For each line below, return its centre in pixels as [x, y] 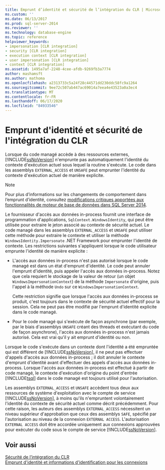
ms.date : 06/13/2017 [26, 19]
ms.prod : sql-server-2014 [31, 23]
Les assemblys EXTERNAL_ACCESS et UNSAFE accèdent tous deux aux [72, 388]
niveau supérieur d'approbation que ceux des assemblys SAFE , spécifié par [81, 414]
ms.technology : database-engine [38, 33]
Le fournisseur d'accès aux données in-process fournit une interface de [78, 214]
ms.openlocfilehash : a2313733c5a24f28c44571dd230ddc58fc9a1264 [71, 83]
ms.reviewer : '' [22, 28]
